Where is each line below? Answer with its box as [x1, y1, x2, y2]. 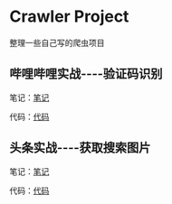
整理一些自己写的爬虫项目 [9, 37, 105, 48]
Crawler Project [9, 6, 129, 27]
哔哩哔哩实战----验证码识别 [9, 66, 163, 82]
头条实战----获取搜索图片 [9, 140, 151, 155]
